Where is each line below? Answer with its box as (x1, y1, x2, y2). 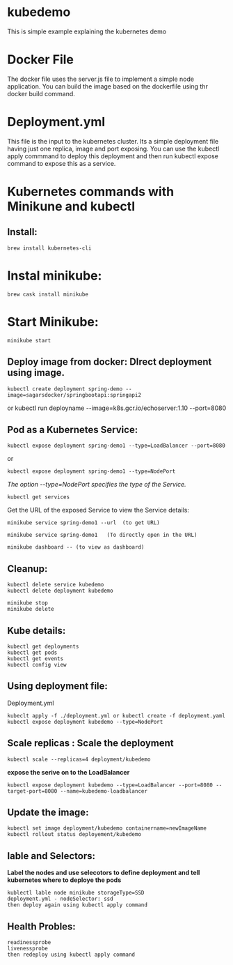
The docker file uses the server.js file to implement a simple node (7, 75, 195, 83)
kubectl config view (7, 661, 67, 668)
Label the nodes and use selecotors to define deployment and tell (7, 869, 200, 877)
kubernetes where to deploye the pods (7, 876, 122, 884)
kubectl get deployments (7, 643, 79, 650)
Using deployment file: (7, 681, 108, 692)
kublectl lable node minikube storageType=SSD (7, 890, 145, 897)
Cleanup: (7, 563, 48, 575)
